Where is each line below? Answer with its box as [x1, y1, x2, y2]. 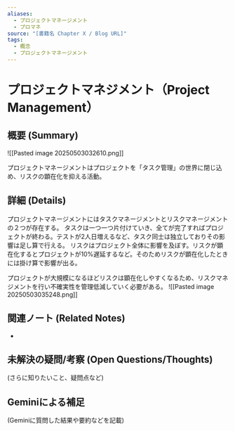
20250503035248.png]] [7, 290, 79, 299]
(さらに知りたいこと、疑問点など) [7, 373, 104, 382]
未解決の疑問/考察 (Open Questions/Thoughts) [7, 353, 213, 366]
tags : [7, 37, 23, 44]
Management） [7, 100, 100, 116]
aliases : [7, 10, 33, 18]
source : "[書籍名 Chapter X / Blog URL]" [7, 30, 127, 37]
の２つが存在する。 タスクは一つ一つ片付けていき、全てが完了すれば [7, 223, 206, 232]
